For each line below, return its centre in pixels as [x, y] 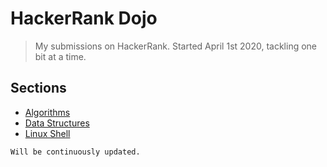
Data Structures [57, 123]
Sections [38, 88]
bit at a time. [60, 56]
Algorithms [47, 112]
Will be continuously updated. [75, 152]
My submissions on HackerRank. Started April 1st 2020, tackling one [175, 46]
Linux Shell [47, 133]
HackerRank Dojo [84, 18]
